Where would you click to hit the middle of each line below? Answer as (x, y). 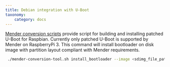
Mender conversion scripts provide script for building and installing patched (84, 34)
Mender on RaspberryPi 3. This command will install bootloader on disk (80, 45)
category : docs (30, 19)
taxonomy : (16, 15)
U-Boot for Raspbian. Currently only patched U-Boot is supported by (77, 39)
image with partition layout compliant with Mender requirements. (73, 50)
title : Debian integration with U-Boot (47, 10)
